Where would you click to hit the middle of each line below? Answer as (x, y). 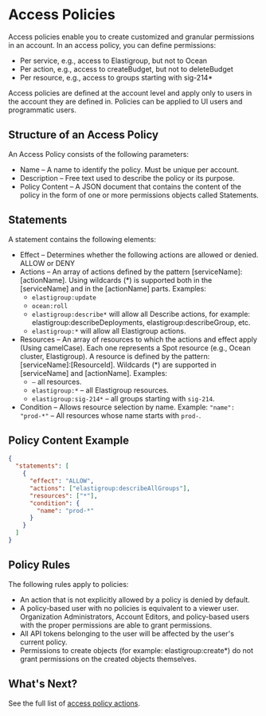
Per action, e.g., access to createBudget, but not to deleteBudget (126, 68)
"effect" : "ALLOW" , (61, 481)
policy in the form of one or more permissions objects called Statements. (139, 195)
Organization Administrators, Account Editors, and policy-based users (134, 616)
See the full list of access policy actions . (74, 703)
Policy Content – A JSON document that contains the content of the (130, 186)
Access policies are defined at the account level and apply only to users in (130, 92)
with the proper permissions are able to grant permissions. (116, 625)
